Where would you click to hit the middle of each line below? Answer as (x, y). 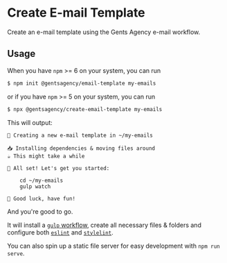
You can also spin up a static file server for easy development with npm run (113, 246)
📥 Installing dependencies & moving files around (81, 148)
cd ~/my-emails (42, 180)
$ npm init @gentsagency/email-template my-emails (82, 83)
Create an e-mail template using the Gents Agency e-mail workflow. (104, 32)
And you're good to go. (40, 211)
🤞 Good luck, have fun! (42, 198)
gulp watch (35, 186)
